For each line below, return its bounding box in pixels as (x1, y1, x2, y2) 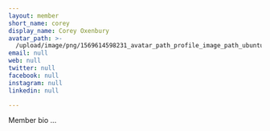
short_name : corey (8, 19, 70, 27)
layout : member (8, 11, 59, 20)
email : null (8, 49, 48, 57)
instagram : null (8, 79, 63, 87)
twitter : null (8, 64, 56, 72)
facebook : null (8, 72, 59, 80)
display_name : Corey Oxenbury (8, 27, 110, 35)
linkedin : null (8, 86, 59, 95)
